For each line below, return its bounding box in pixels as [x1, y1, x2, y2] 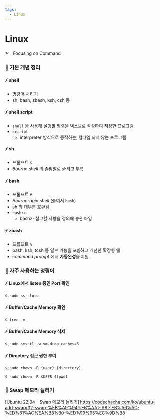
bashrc [12, 210, 26, 216]
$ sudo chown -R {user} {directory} [5, 366, 81, 371]
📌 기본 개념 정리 [5, 64, 41, 71]
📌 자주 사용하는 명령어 [5, 267, 55, 274]
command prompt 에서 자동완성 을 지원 [12, 254, 89, 260]
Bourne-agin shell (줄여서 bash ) [12, 198, 76, 204]
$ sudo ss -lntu [5, 293, 39, 298]
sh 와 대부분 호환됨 [12, 204, 50, 210]
